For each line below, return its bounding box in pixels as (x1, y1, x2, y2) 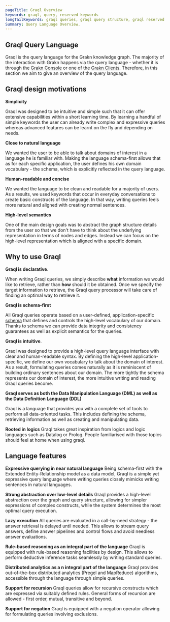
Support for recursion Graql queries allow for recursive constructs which (5, 585, 159, 591)
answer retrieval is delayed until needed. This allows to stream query (5, 523, 149, 529)
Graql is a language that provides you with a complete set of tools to (5, 405, 148, 411)
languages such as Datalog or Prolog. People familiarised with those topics (5, 431, 162, 438)
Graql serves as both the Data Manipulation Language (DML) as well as (5, 390, 157, 396)
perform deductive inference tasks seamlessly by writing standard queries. (5, 554, 162, 560)
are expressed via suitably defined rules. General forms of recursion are (5, 590, 156, 596)
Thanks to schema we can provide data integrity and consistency (5, 323, 142, 329)
